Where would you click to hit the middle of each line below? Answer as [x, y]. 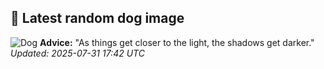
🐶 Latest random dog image [97, 18]
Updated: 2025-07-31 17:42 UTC [77, 53]
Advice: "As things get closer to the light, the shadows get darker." [177, 42]
